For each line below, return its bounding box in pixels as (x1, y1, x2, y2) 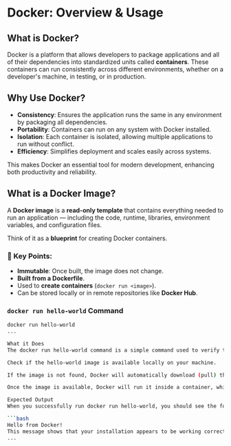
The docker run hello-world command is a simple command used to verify (7, 346, 220, 354)
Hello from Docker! (7, 421, 63, 428)
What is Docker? (7, 32, 80, 44)
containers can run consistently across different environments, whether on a (7, 65, 223, 73)
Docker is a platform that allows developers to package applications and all (7, 50, 220, 59)
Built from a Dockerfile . (16, 274, 85, 282)
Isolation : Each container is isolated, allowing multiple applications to (16, 132, 213, 140)
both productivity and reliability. (7, 167, 97, 176)
